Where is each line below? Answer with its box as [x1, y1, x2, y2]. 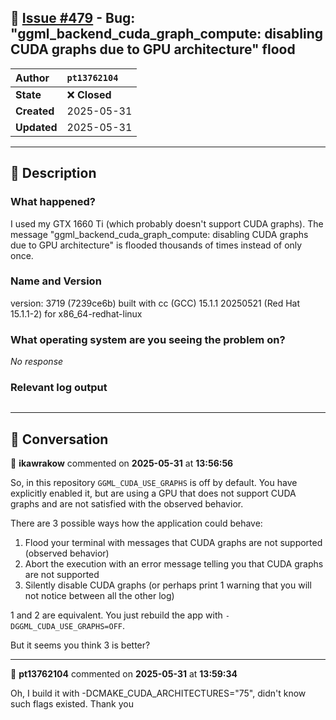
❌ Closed [66, 87, 112, 101]
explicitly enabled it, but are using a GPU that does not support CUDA [10, 487, 297, 500]
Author [15, 71, 50, 85]
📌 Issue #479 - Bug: [10, 10, 136, 27]
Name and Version [10, 274, 102, 288]
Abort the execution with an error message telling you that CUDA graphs [24, 558, 324, 570]
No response [10, 356, 64, 368]
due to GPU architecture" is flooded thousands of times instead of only [10, 239, 303, 251]
